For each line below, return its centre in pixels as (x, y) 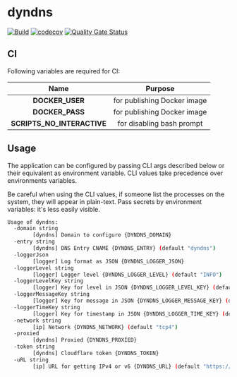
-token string (34, 347)
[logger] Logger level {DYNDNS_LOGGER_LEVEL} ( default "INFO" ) (127, 275)
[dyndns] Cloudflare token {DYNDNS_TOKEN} (96, 354)
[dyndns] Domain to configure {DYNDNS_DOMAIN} (102, 235)
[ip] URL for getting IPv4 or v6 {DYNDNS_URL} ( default (116, 366)
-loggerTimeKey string (47, 307)
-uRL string (31, 360)
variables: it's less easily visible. (54, 209)
